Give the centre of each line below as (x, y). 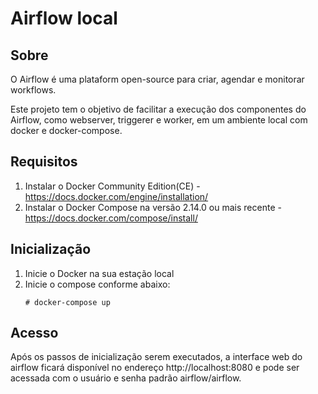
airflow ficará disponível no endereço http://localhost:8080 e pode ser (155, 368)
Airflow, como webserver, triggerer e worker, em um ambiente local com (159, 120)
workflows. (33, 90)
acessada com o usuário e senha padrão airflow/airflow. (126, 378)
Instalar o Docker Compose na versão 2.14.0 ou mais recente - (153, 207)
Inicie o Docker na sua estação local (99, 273)
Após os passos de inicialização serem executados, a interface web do (156, 357)
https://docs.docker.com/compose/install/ (111, 218)
